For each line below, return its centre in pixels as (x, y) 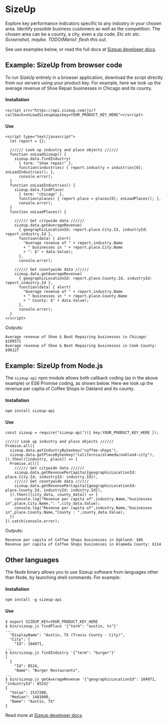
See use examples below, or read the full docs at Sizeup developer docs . (81, 49)
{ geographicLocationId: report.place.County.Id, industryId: (85, 279)
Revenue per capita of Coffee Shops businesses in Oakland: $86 (74, 540)
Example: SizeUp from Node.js (54, 366)
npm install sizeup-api (30, 411)
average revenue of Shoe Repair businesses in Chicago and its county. (79, 88)
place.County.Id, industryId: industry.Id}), (54, 490)
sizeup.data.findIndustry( (43, 159)
